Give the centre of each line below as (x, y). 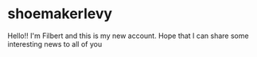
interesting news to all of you (55, 44)
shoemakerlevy (60, 14)
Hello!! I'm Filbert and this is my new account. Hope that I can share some (128, 36)
